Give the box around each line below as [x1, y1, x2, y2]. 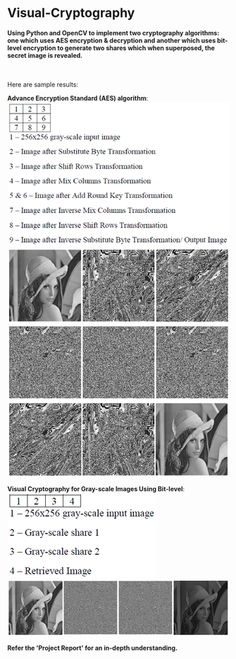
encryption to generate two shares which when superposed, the [23, 44, 215, 52]
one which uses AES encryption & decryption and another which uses [7, 36, 216, 44]
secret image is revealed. [7, 51, 83, 59]
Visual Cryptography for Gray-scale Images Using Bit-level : [7, 484, 185, 493]
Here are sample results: [7, 80, 79, 89]
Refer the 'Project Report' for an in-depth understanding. [7, 643, 178, 652]
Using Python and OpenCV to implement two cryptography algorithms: [7, 28, 220, 37]
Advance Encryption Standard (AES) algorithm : [7, 94, 149, 103]
